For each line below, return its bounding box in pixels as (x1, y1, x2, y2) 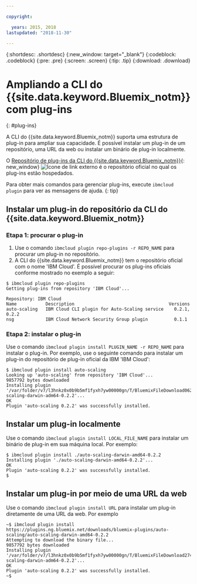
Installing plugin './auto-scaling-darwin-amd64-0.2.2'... (6, 457, 154, 463)
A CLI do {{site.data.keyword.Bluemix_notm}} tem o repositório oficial (14, 257, 183, 264)
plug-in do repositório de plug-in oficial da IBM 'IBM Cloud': (6, 356, 151, 363)
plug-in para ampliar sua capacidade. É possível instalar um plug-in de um (6, 140, 186, 147)
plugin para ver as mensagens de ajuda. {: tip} (6, 187, 118, 194)
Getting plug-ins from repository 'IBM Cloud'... (6, 286, 130, 291)
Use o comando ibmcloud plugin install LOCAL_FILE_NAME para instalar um (6, 434, 189, 442)
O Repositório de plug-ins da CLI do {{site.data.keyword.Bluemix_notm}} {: (6, 157, 185, 164)
